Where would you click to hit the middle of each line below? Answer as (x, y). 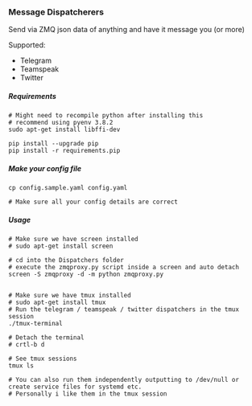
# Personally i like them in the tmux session (88, 394)
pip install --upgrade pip (54, 144)
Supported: (27, 45)
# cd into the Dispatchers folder (66, 260)
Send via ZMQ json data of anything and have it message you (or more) (127, 30)
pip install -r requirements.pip (64, 151)
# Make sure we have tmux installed (70, 296)
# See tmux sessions (43, 359)
